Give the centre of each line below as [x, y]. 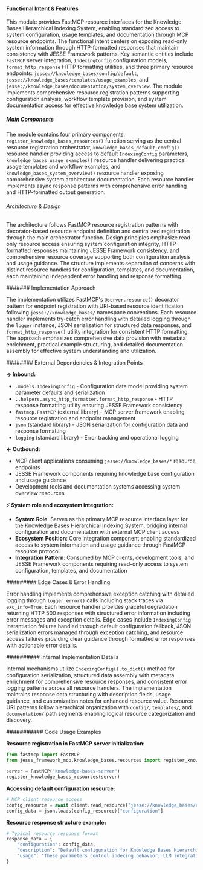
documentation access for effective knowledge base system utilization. [95, 105]
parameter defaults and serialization [60, 392]
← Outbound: [23, 449]
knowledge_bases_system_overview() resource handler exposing [85, 173]
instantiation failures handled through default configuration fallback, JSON [99, 626]
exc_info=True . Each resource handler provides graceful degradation [92, 607]
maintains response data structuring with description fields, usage [89, 695]
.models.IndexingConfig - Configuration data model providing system [101, 386]
